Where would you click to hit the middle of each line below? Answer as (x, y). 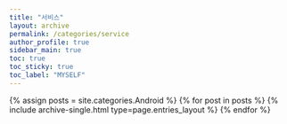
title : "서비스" (37, 17)
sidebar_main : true (45, 50)
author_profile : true (49, 42)
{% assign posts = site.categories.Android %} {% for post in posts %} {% (144, 100)
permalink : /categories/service (69, 34)
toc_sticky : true (41, 67)
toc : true (28, 58)
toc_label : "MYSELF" (48, 75)
